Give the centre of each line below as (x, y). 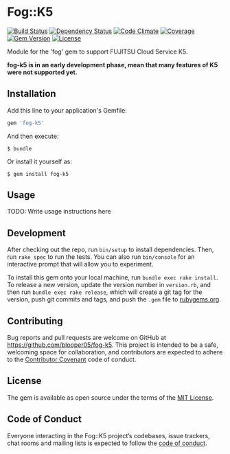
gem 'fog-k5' (26, 123)
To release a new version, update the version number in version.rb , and (109, 285)
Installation (32, 94)
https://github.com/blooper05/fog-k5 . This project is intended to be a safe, (113, 345)
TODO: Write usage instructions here (59, 212)
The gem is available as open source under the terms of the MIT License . (111, 397)
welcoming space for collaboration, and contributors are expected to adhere (115, 352)
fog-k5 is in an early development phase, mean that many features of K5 (113, 65)
